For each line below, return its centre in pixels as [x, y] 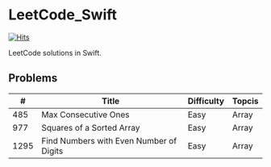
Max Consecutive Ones [85, 115]
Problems [33, 78]
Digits [52, 151]
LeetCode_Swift [63, 15]
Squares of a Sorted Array [91, 127]
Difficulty [206, 101]
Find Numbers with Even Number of [109, 140]
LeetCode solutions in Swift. [55, 52]
